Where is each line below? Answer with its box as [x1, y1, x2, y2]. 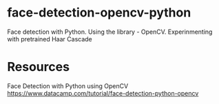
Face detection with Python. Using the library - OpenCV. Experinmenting [7, 28, 213, 36]
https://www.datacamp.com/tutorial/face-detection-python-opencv [7, 89, 199, 97]
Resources [7, 59, 70, 75]
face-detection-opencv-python [7, 5, 191, 21]
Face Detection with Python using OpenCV [7, 81, 129, 90]
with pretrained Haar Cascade [7, 34, 93, 43]
